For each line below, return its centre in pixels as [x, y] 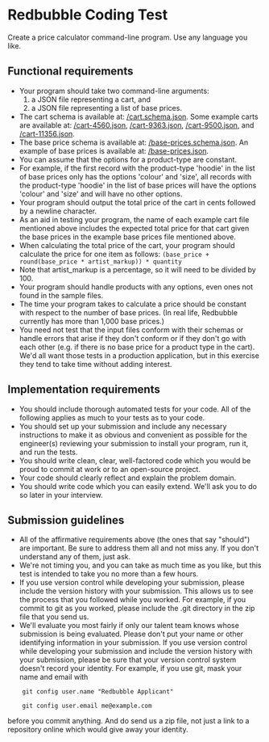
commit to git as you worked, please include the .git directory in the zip [137, 609]
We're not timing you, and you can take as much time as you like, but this [141, 565]
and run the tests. [48, 452]
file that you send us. [54, 617]
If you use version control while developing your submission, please [132, 583]
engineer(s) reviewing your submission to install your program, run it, [134, 443]
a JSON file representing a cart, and [91, 99]
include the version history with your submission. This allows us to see [136, 591]
